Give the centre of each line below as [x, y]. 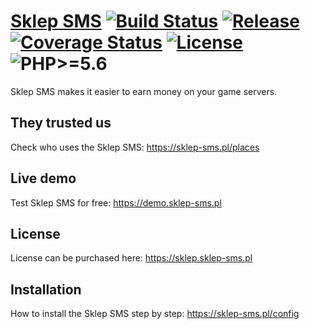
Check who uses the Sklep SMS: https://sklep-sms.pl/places [135, 147]
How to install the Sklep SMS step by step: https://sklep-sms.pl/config [155, 314]
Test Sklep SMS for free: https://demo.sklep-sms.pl [116, 202]
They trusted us [61, 123]
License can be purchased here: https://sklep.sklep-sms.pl [131, 258]
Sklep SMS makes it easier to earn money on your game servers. [144, 91]
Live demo [43, 178]
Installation [46, 289]
